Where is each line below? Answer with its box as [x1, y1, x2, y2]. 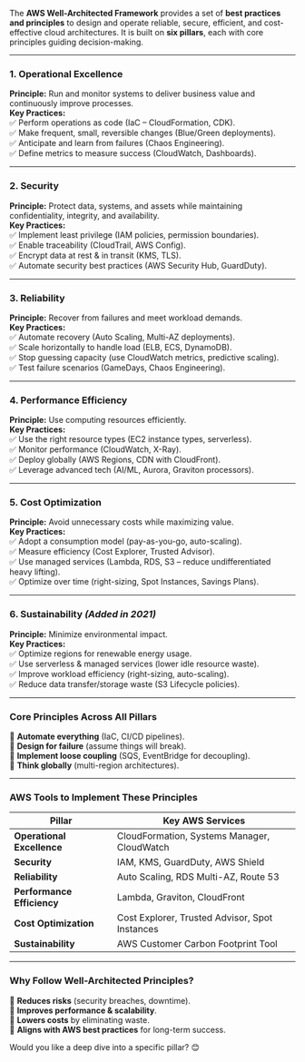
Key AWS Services [162, 814, 246, 827]
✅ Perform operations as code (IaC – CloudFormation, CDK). [9, 117, 236, 128]
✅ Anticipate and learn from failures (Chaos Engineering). [9, 138, 225, 149]
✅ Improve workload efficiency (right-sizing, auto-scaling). [9, 668, 230, 679]
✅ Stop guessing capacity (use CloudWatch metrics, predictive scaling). [9, 351, 280, 362]
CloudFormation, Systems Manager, [116, 830, 271, 842]
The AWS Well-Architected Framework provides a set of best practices [9, 8, 281, 18]
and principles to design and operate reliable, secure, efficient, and [9, 17, 262, 28]
